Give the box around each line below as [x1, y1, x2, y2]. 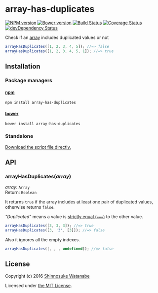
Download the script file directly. [5, 144, 72, 150]
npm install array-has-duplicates [5, 100, 77, 105]
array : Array [5, 184, 30, 190]
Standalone [5, 133, 34, 140]
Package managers [5, 77, 53, 84]
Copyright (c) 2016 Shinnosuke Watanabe [5, 273, 90, 279]
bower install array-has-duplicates [5, 122, 80, 127]
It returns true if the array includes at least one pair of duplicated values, [5, 199, 153, 205]
